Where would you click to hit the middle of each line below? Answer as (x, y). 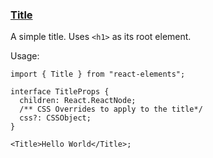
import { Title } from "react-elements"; (98, 74)
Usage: (25, 56)
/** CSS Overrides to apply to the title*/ (111, 109)
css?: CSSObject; (55, 118)
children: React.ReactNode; (78, 101)
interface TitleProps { (60, 92)
